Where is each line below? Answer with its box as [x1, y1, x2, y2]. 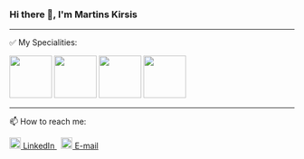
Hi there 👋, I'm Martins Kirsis [9, 8, 138, 21]
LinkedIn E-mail [22, 140, 100, 152]
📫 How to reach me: [9, 117, 87, 127]
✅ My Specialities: [9, 37, 78, 48]
